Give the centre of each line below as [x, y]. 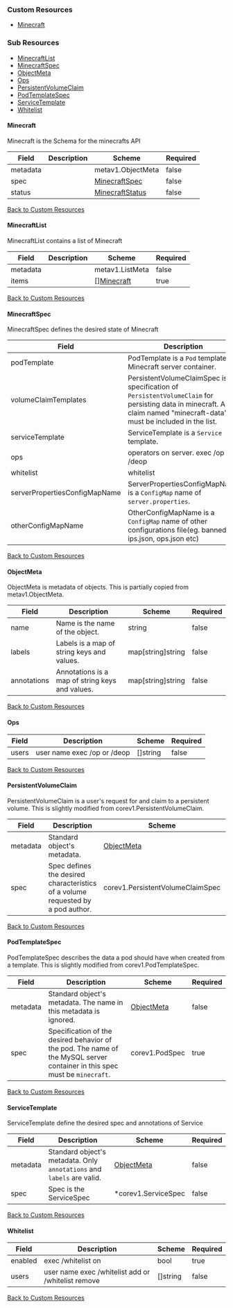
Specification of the [80, 1031]
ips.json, [141, 539]
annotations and [75, 1169]
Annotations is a [82, 672]
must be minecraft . [79, 1075]
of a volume [67, 891]
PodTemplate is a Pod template [177, 358]
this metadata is [74, 1012]
